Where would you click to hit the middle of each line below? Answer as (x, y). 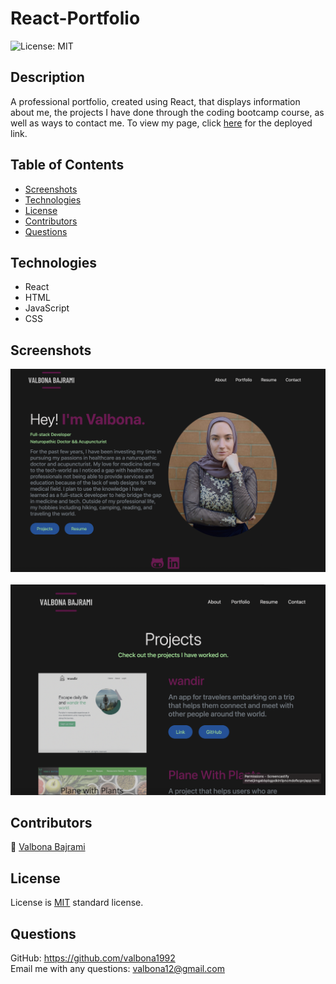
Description (47, 77)
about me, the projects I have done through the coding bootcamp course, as (167, 112)
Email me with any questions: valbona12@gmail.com (117, 969)
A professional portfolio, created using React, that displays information (155, 101)
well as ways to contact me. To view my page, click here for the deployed (161, 123)
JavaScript (47, 308)
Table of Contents (67, 165)
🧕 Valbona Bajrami (48, 847)
